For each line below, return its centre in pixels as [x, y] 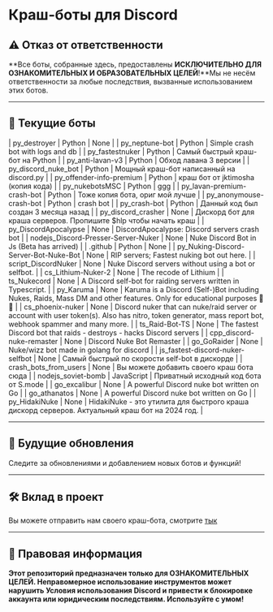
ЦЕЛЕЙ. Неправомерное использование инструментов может [120, 582]
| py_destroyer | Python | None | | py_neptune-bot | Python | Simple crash [131, 143]
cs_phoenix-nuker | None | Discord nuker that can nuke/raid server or [141, 307]
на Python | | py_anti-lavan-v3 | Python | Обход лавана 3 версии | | [136, 160]
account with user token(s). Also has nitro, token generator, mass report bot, [136, 315]
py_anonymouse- [235, 194]
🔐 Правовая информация [76, 554]
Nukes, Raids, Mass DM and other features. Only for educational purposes [133, 298]
